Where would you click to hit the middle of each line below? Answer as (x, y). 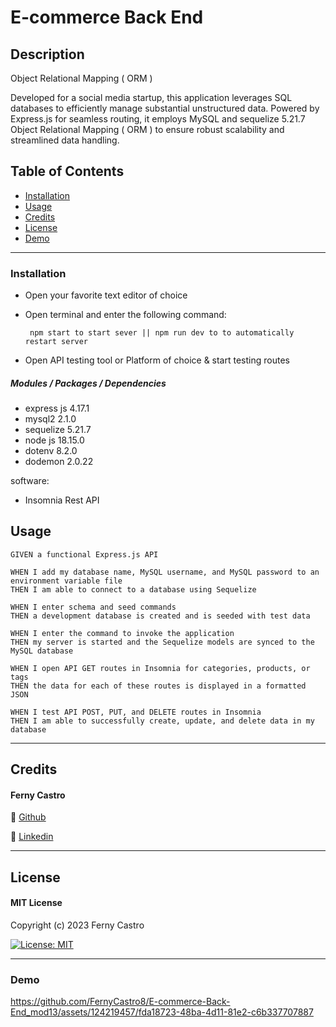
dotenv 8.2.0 (51, 451)
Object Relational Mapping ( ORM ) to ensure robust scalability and (147, 129)
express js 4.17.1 (57, 408)
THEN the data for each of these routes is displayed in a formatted (158, 686)
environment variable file (66, 581)
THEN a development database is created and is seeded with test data (160, 616)
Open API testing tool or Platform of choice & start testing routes (157, 360)
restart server (56, 342)
